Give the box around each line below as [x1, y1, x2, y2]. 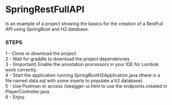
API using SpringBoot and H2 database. [5, 26, 89, 32]
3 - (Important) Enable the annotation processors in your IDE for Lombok [5, 61, 159, 68]
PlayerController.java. [5, 89, 51, 95]
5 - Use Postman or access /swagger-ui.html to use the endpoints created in [5, 83, 167, 89]
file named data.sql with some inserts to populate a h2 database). [5, 78, 144, 84]
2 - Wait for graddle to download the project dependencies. [5, 56, 131, 62]
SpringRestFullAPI [5, 4, 85, 15]
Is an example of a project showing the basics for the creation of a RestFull [5, 20, 163, 27]
